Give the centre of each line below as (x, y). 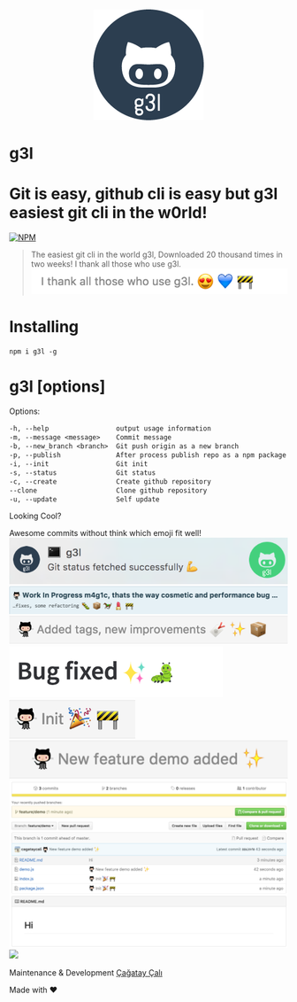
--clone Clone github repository (108, 491)
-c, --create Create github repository (110, 482)
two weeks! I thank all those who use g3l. (106, 264)
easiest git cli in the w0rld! (108, 213)
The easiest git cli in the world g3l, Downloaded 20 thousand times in (156, 255)
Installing (44, 327)
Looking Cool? (35, 516)
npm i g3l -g (33, 352)
